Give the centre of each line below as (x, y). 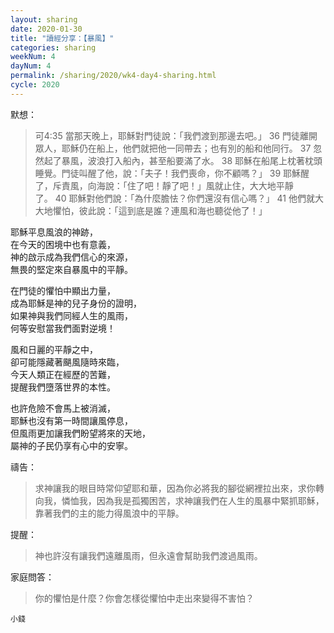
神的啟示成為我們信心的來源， (71, 257)
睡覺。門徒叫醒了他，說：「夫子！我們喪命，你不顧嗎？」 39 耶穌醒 (172, 173)
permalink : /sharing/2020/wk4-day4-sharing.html (113, 76)
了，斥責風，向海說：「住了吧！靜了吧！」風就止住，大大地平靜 (164, 185)
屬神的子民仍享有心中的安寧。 (71, 445)
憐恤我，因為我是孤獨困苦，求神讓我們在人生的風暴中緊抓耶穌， (193, 500)
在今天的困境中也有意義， (63, 244)
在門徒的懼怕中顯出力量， (63, 290)
